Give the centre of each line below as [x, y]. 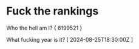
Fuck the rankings [53, 11]
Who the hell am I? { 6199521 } [44, 28]
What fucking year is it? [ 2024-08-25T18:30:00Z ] [70, 39]
